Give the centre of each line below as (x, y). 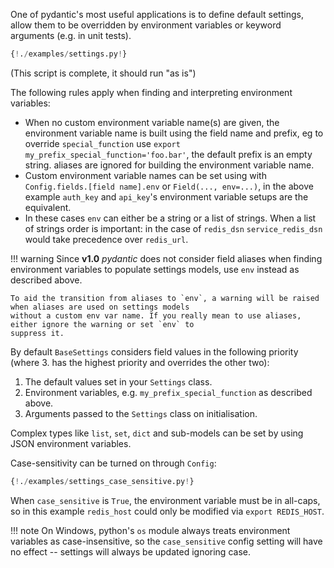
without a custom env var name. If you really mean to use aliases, (156, 315)
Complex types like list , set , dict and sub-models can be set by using (157, 433)
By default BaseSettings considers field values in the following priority (154, 351)
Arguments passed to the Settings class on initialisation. (141, 413)
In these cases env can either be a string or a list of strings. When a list (170, 218)
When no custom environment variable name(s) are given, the (152, 122)
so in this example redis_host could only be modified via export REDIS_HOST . (167, 511)
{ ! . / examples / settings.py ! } (69, 54)
